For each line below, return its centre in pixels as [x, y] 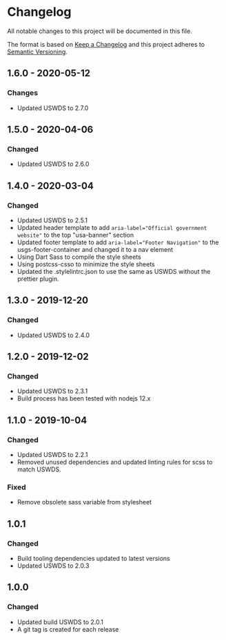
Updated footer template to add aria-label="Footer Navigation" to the [118, 242]
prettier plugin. [38, 279]
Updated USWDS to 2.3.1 [52, 391]
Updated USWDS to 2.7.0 [53, 108]
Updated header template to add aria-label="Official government [112, 227]
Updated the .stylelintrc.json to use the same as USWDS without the [114, 271]
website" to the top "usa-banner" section [75, 235]
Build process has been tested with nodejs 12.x [84, 398]
